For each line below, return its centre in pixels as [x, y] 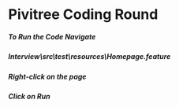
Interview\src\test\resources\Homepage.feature [89, 57]
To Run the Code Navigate [52, 36]
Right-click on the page [47, 76]
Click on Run [29, 96]
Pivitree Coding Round [83, 15]
